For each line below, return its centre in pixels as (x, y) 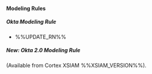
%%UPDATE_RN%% (41, 37)
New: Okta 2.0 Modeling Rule (43, 50)
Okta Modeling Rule (31, 22)
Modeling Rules (26, 8)
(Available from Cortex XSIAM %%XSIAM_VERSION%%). (76, 65)
